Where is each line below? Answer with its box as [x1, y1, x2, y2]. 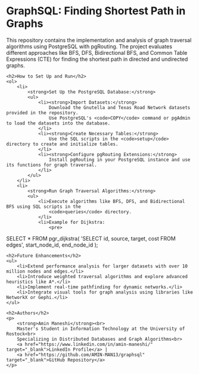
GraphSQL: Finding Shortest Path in [6, 4, 186, 18]
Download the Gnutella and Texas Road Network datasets [48, 104, 191, 111]
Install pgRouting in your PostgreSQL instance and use [48, 157, 191, 163]
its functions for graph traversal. [6, 162, 97, 168]
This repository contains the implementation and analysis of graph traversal [6, 36, 192, 43]
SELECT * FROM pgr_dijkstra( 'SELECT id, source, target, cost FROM [6, 235, 176, 242]
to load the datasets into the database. [6, 120, 111, 126]
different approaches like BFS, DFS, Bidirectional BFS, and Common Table [6, 49, 188, 56]
